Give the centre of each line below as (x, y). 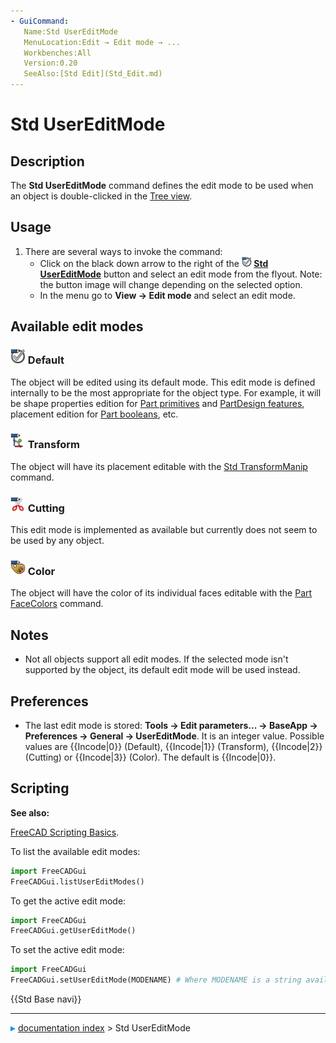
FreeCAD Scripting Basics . (65, 832)
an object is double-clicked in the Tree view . (101, 196)
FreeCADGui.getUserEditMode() (73, 931)
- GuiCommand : (40, 21)
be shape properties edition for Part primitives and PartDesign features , (157, 403)
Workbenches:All (57, 53)
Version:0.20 (50, 63)
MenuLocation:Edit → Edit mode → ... (102, 42)
